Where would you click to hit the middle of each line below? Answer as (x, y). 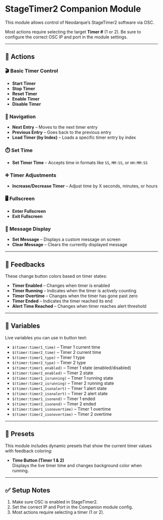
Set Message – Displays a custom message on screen (66, 239)
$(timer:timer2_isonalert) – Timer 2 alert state (60, 393)
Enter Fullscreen (29, 211)
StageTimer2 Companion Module (73, 9)
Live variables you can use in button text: (46, 337)
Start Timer (24, 83)
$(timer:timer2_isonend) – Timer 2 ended (54, 403)
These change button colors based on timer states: (56, 276)
